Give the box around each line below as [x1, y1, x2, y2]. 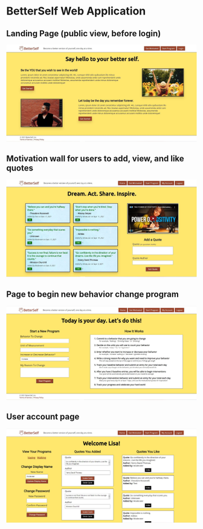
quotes [6, 163, 33, 173]
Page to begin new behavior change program [6, 289, 179, 299]
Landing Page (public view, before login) [6, 28, 161, 39]
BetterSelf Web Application [6, 4, 146, 18]
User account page [6, 412, 80, 422]
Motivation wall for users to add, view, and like [6, 153, 184, 164]
